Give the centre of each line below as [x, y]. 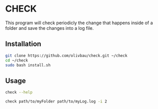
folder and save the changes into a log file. [50, 28]
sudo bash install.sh [28, 65]
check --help [19, 92]
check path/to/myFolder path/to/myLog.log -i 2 [56, 101]
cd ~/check [17, 60]
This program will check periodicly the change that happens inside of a [79, 23]
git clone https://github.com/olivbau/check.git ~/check [66, 56]
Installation [23, 44]
